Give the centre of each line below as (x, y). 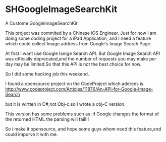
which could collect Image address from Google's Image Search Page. (78, 43)
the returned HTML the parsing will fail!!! (47, 119)
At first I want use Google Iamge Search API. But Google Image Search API (83, 53)
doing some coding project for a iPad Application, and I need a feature (78, 38)
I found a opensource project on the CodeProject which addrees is (74, 84)
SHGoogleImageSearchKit (61, 9)
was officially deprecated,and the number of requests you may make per (81, 58)
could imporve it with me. (32, 134)
